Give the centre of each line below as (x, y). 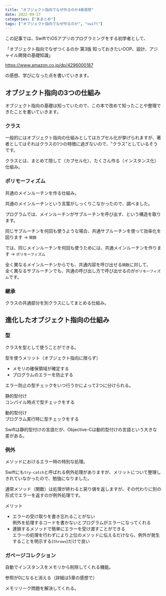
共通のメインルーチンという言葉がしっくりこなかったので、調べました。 (79, 203)
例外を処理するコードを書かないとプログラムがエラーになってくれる (82, 522)
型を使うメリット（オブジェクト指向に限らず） (53, 358)
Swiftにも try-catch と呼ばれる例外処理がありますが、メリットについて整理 (81, 472)
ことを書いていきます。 (37, 112)
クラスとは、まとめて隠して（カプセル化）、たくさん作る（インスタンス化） (82, 161)
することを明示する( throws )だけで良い (51, 541)
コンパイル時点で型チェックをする (40, 402)
